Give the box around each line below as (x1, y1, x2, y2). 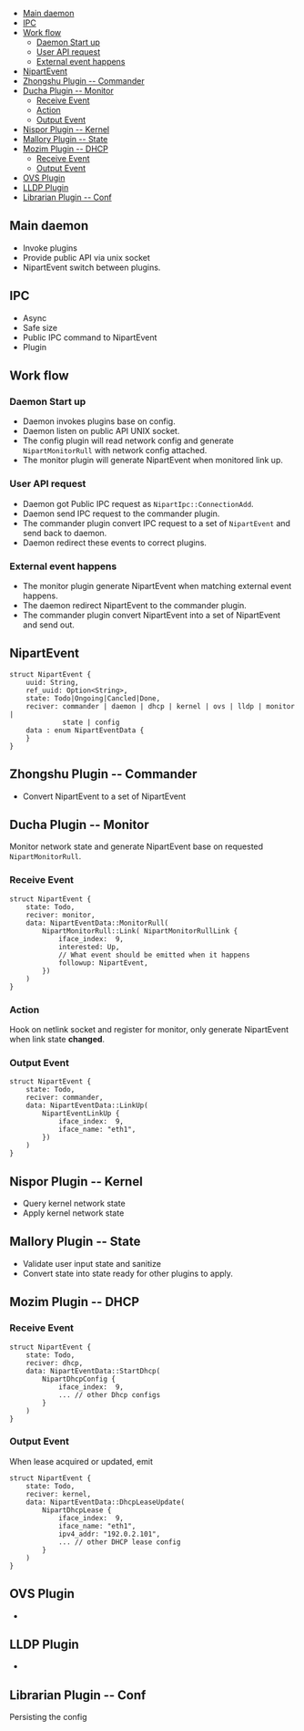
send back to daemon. (22, 527, 107, 538)
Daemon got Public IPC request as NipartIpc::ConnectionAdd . (22, 498, 254, 509)
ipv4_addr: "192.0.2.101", (57, 1529, 161, 1539)
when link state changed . (9, 1033, 106, 1044)
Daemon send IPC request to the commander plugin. (22, 508, 220, 519)
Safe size (22, 322, 57, 333)
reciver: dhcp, (25, 1358, 84, 1367)
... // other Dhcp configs (57, 1390, 161, 1399)
